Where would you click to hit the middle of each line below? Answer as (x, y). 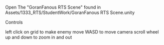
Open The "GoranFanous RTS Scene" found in (53, 7)
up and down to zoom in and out (39, 37)
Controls (14, 22)
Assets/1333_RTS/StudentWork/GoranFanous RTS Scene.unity (70, 12)
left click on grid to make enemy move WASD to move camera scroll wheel (82, 32)
